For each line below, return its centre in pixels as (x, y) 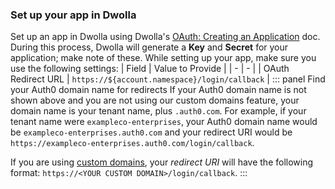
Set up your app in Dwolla (73, 15)
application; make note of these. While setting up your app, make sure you (163, 58)
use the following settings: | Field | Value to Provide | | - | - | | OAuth (150, 69)
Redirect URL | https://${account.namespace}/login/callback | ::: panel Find (168, 79)
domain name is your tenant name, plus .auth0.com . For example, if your (158, 111)
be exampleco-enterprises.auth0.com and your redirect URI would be (151, 132)
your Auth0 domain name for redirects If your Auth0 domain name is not (158, 90)
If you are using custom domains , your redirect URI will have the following (162, 162)
